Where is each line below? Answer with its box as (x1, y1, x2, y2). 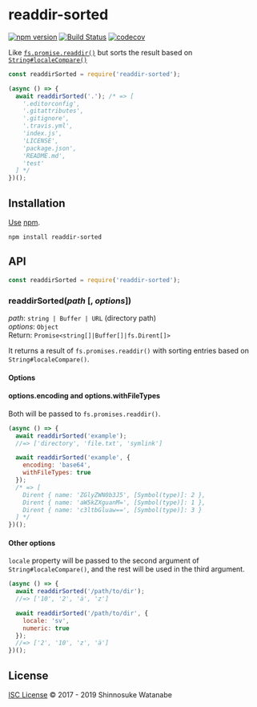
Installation (8, 196, 66, 210)
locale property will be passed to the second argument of (8, 555, 200, 566)
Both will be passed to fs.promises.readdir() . (8, 409, 161, 418)
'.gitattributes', (22, 107, 84, 115)
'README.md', (22, 151, 66, 160)
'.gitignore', (22, 115, 70, 123)
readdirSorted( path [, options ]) (8, 295, 132, 306)
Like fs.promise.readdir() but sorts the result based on (8, 47, 193, 57)
